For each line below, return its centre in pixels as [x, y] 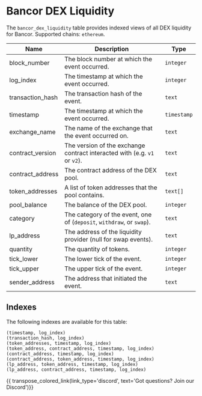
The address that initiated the [106, 278]
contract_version [33, 153]
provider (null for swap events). [109, 239]
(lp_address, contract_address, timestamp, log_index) [76, 370]
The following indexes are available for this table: [67, 321]
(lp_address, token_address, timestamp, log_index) [72, 364]
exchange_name [32, 132]
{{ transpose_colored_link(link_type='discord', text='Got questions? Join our [100, 380]
